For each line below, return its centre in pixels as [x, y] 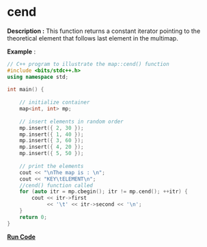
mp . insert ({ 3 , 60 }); [52, 141]
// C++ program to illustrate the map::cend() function [88, 64]
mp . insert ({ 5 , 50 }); [52, 154]
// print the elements [52, 166]
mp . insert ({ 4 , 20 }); [52, 147]
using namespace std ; [38, 77]
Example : [22, 51]
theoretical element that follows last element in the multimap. [93, 38]
